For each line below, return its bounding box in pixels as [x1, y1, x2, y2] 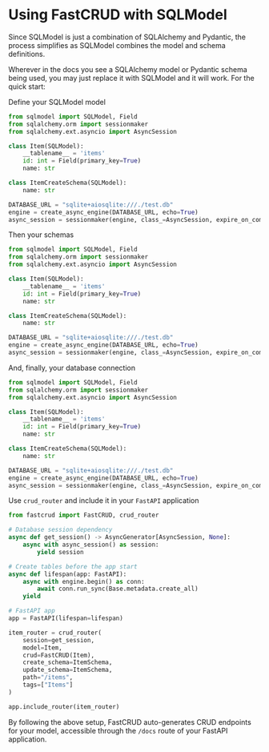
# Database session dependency [8, 526, 113, 534]
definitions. [8, 49, 46, 58]
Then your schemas [8, 230, 74, 239]
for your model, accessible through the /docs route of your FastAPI [8, 726, 228, 735]
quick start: [8, 82, 46, 91]
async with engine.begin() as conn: [22, 577, 146, 585]
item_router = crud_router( [8, 629, 102, 637]
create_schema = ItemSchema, [22, 658, 113, 666]
